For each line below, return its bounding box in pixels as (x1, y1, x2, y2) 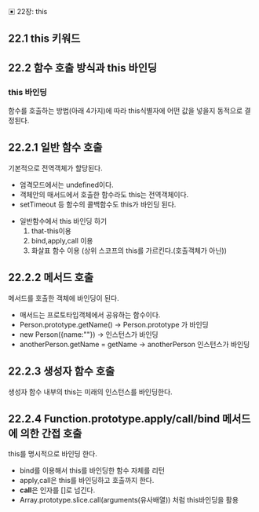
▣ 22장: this (8, 7, 48, 16)
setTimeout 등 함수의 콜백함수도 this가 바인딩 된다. (19, 199, 177, 209)
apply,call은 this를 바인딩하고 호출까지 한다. (19, 476, 155, 485)
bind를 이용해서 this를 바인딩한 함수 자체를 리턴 (19, 466, 165, 475)
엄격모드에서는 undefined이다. (19, 180, 114, 189)
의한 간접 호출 (20, 426, 82, 440)
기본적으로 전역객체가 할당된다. (8, 163, 104, 173)
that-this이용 (31, 226, 72, 236)
